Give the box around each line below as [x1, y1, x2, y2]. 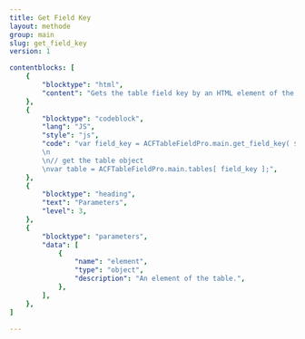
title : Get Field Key [9, 13, 92, 23]
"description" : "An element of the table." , [74, 274, 246, 284]
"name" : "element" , [74, 257, 148, 266]
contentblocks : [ [9, 63, 75, 73]
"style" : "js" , [42, 131, 100, 140]
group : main [9, 30, 54, 39]
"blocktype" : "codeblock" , [42, 114, 144, 123]
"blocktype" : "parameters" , [42, 232, 148, 241]
